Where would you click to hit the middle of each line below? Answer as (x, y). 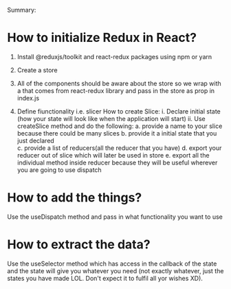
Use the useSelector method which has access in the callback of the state (112, 264)
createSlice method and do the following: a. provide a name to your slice (120, 126)
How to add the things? (75, 198)
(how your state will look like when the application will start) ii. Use (111, 118)
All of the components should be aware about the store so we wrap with (119, 83)
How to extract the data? (79, 245)
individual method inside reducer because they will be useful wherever (117, 162)
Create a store (37, 70)
